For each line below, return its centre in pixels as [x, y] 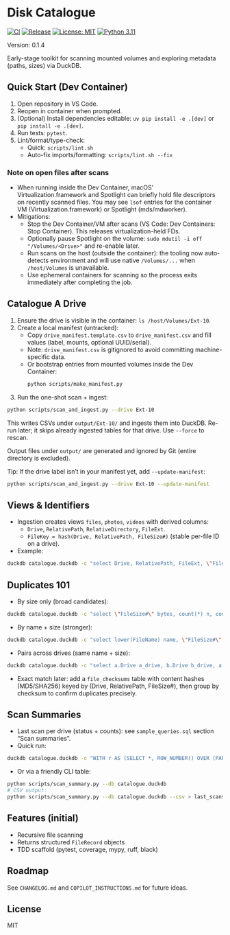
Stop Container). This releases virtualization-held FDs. [104, 231]
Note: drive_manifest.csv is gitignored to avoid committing [110, 349]
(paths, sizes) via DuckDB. [44, 65]
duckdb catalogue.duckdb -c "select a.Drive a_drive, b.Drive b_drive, [111, 665]
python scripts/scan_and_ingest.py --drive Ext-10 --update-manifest [108, 484]
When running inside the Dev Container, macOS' [85, 187]
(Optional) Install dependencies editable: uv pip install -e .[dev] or [115, 118]
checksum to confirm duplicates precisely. [77, 693]
